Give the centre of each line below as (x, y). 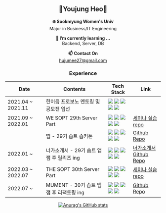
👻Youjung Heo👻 (83, 9)
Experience (83, 73)
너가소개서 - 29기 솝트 (71, 151)
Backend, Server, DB (83, 43)
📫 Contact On (83, 53)
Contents (75, 89)
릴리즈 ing (69, 158)
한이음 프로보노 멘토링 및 (73, 102)
